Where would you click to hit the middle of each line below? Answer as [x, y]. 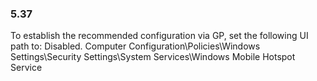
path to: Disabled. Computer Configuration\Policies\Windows [135, 46]
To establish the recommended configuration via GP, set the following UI [159, 36]
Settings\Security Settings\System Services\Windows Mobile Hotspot [153, 57]
